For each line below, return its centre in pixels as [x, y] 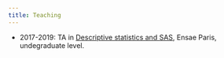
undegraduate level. [52, 45]
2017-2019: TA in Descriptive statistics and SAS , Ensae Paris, [118, 37]
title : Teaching [35, 15]
